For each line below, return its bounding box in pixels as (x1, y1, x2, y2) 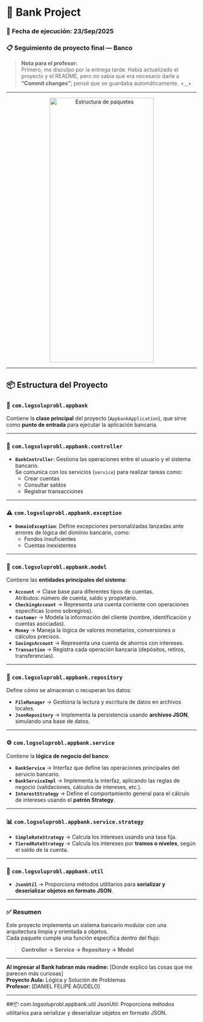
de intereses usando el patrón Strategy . (14, 796, 115, 804)
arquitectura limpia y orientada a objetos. (6, 928, 109, 935)
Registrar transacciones (24, 488, 83, 495)
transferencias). (14, 652, 55, 659)
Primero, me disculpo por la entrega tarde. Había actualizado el (21, 66, 179, 73)
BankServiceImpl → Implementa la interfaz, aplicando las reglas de (14, 777, 180, 784)
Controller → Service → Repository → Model (21, 946, 134, 954)
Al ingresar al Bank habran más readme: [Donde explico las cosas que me (6, 963, 193, 971)
